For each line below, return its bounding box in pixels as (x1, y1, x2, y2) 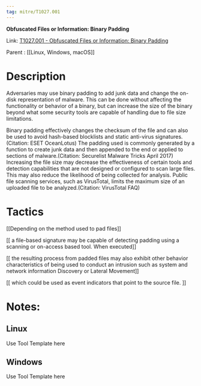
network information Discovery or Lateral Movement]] (6, 267, 139, 274)
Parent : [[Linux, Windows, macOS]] (6, 49, 95, 56)
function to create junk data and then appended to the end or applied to (6, 145, 184, 153)
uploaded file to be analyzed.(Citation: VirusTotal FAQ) (6, 184, 140, 191)
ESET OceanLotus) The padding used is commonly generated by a (29, 139, 195, 146)
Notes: (6, 300, 41, 313)
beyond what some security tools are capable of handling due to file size (6, 109, 186, 116)
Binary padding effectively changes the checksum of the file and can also (6, 127, 188, 134)
